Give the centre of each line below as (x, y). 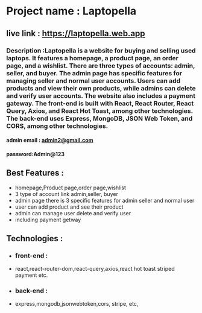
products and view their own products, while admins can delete (101, 88)
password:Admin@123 (36, 154)
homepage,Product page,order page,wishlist (71, 188)
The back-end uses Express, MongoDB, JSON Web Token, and (99, 118)
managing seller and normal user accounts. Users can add (93, 81)
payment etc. (31, 275)
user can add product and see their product (69, 207)
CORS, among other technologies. (57, 126)
